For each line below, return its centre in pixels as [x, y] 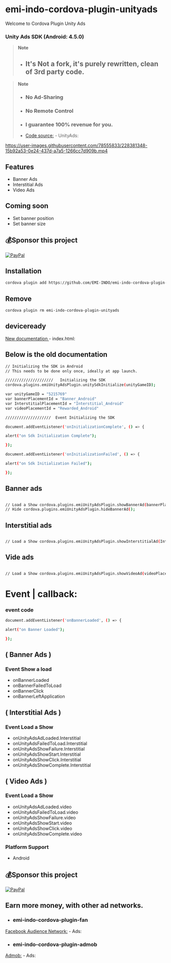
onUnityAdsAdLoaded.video [42, 807]
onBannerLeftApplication [39, 697]
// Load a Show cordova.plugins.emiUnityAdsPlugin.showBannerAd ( [76, 505]
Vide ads [20, 557]
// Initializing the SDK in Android [44, 366]
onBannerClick [28, 691]
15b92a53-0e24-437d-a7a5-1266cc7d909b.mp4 [56, 151]
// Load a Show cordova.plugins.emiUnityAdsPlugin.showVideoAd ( [75, 573]
